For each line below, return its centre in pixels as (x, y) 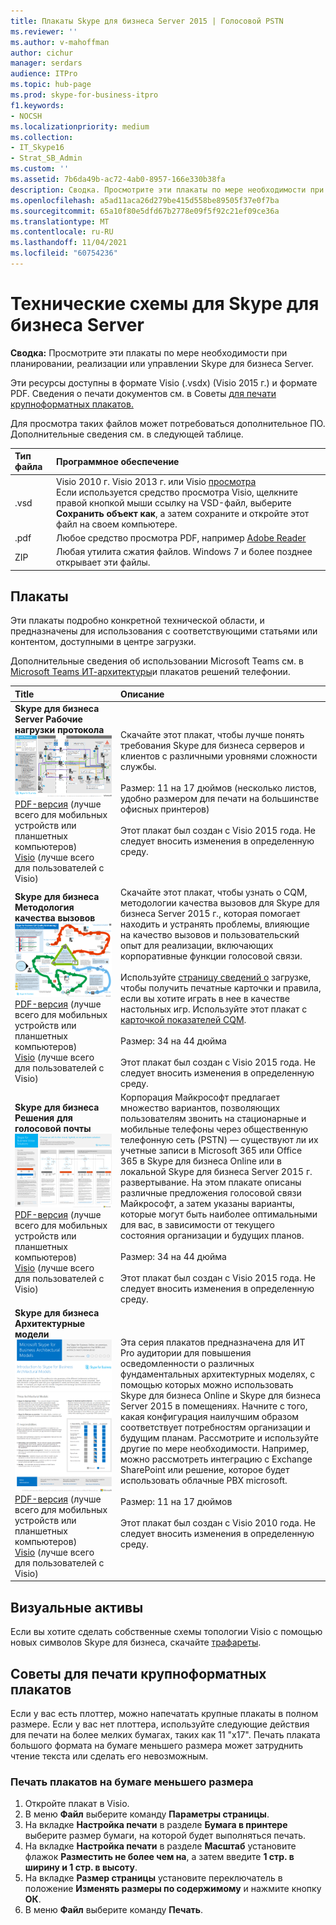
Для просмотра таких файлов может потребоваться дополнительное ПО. (168, 423)
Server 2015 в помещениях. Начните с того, (214, 1406)
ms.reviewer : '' (44, 31)
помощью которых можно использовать (207, 1385)
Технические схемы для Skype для (165, 304)
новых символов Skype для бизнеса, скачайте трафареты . (136, 1642)
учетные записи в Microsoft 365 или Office (211, 1150)
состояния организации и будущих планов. (212, 1235)
